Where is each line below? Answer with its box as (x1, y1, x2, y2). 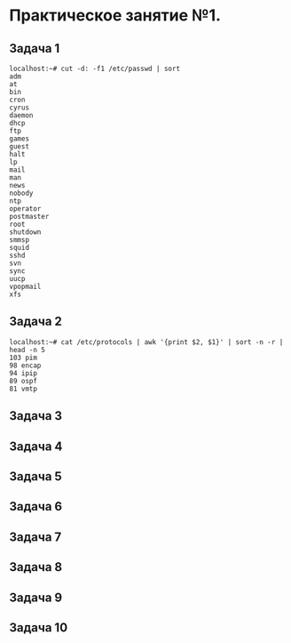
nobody (9, 189, 34, 197)
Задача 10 (9, 620, 68, 635)
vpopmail (9, 282, 42, 291)
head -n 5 (9, 345, 46, 354)
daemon (9, 111, 34, 120)
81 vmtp (9, 384, 38, 393)
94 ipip (9, 368, 38, 378)
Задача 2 (9, 314, 62, 329)
